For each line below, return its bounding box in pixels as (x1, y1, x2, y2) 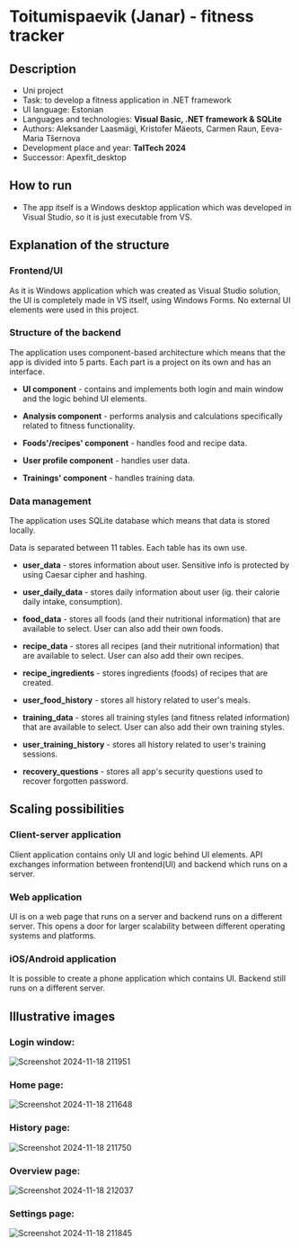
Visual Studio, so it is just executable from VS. (22, 211, 193, 222)
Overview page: (9, 1164, 81, 1177)
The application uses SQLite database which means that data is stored (9, 516, 270, 526)
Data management (9, 495, 92, 507)
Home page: (9, 1078, 65, 1090)
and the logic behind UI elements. (22, 393, 147, 404)
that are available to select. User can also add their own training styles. (22, 722, 285, 732)
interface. (9, 366, 45, 377)
